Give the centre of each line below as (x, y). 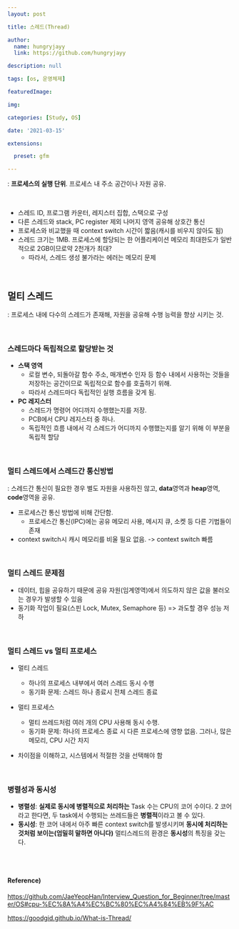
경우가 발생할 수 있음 (54, 599)
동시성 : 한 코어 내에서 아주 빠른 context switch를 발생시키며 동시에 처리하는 (123, 824)
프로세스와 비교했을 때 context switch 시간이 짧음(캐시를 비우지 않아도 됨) (120, 231)
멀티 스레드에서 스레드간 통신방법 (61, 471)
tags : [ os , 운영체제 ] (36, 79)
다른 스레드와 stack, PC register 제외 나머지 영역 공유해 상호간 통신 (111, 222)
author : (19, 40)
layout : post (27, 14)
